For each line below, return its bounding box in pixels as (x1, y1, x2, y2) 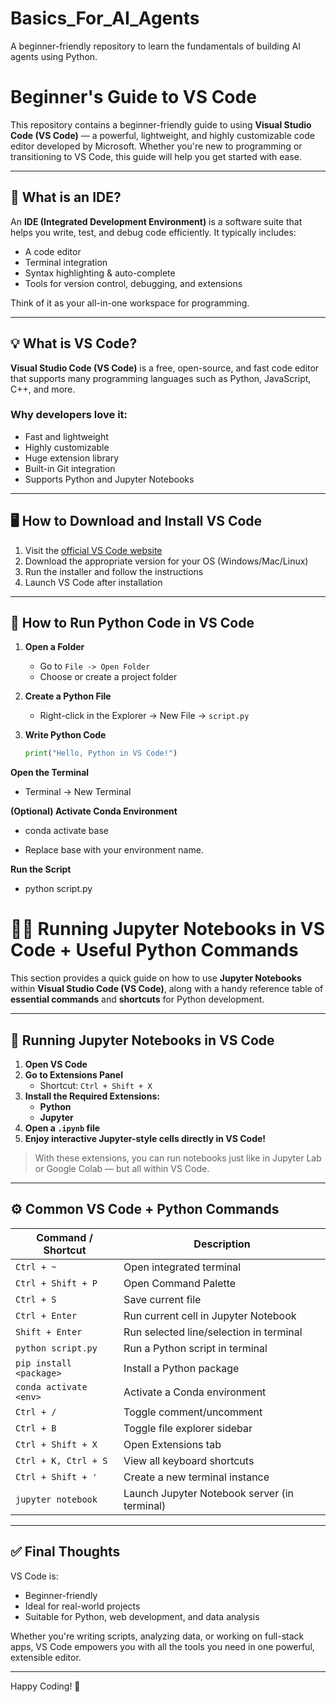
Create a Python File (24, 690, 112, 702)
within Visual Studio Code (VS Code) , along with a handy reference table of (10, 983, 324, 995)
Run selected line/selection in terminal (123, 1325, 303, 1339)
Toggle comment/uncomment (123, 1405, 263, 1419)
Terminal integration (24, 256, 108, 268)
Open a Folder (24, 641, 85, 653)
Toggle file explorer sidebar (123, 1421, 253, 1435)
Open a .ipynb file (24, 1122, 101, 1134)
